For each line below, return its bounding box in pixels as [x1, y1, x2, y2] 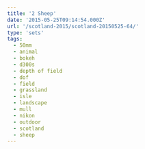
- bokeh [13, 55, 36, 62]
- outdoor [13, 118, 41, 126]
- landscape [13, 100, 48, 106]
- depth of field [13, 67, 63, 74]
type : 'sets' [7, 29, 44, 36]
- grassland [13, 87, 48, 93]
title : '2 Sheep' [7, 10, 57, 17]
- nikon [13, 112, 36, 119]
